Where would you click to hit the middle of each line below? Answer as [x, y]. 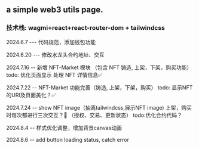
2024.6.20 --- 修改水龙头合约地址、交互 [55, 55]
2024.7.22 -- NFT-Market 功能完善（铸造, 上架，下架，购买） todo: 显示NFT [99, 87]
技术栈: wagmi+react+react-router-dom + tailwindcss [86, 28]
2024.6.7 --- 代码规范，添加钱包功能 [51, 42]
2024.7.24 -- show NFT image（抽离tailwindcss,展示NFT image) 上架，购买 [99, 107]
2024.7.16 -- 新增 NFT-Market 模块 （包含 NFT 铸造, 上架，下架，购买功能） [99, 67]
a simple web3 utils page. [55, 10]
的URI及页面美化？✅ [31, 95]
